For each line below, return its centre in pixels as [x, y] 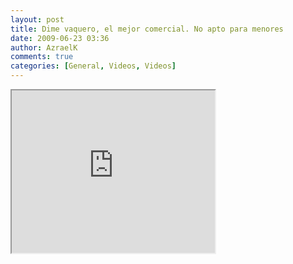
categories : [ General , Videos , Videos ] [93, 66]
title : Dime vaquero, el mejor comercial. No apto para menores [147, 29]
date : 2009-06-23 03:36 [60, 38]
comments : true [42, 57]
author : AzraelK [44, 47]
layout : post [37, 19]
